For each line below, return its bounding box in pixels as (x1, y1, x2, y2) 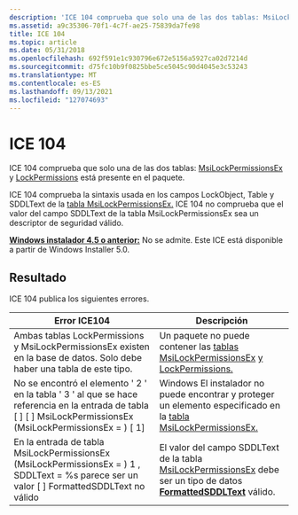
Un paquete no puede (159, 330, 250, 342)
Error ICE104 (54, 315, 111, 327)
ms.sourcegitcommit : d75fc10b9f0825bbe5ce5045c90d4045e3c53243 (9, 63, 248, 72)
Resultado (9, 269, 67, 285)
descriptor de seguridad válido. (9, 218, 124, 229)
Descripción (195, 315, 248, 327)
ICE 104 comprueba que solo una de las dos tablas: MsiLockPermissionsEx (9, 163, 284, 174)
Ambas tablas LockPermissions (13, 330, 145, 342)
